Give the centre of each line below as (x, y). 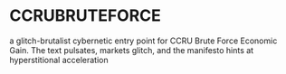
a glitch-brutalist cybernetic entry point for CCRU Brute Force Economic (143, 41)
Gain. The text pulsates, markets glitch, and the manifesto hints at (132, 50)
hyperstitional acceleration (59, 60)
